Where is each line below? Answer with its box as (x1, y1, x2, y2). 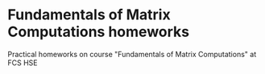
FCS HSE (7, 58, 38, 68)
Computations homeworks (7, 23, 190, 41)
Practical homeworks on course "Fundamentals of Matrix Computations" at (7, 49, 257, 59)
